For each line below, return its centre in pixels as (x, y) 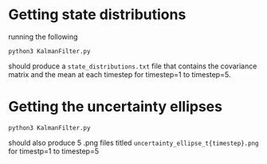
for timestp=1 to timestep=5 (54, 151)
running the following (43, 37)
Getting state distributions (97, 15)
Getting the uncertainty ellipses (116, 107)
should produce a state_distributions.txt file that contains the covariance (133, 66)
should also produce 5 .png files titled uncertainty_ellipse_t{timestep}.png (133, 143)
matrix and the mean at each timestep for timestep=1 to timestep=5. (120, 74)
